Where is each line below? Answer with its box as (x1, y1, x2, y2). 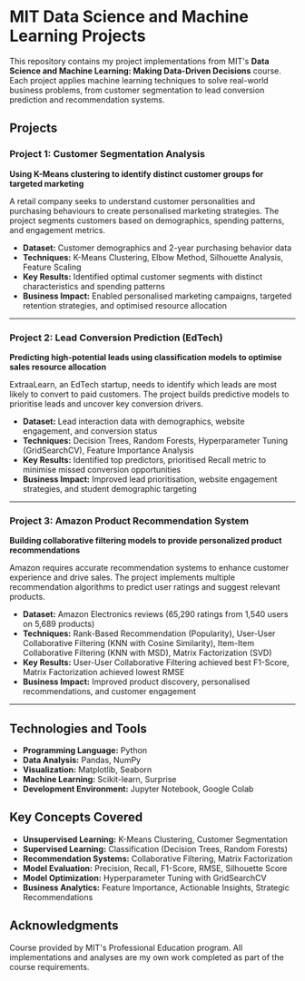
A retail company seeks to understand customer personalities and (9, 195, 256, 206)
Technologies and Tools (9, 721, 148, 736)
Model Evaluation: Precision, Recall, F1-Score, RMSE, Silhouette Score (22, 862, 288, 873)
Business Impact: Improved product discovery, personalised (22, 676, 251, 687)
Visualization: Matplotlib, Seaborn (22, 764, 152, 775)
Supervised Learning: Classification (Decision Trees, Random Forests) (22, 843, 289, 854)
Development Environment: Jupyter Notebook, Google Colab (22, 783, 254, 795)
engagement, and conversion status (22, 425, 158, 437)
